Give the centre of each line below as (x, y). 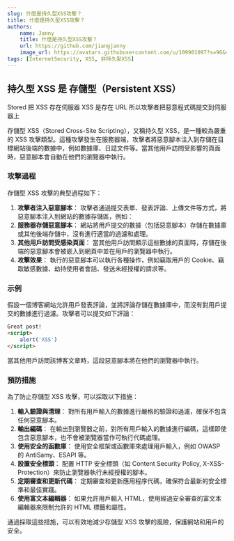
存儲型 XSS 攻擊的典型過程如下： (55, 193)
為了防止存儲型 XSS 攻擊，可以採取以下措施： (73, 396)
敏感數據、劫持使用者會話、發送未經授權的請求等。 (97, 268)
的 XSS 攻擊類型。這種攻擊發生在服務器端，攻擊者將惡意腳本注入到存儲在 (112, 139)
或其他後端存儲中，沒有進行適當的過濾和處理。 (84, 233)
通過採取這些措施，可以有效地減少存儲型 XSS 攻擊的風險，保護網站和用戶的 (116, 522)
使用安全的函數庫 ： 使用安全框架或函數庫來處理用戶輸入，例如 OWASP (119, 446)
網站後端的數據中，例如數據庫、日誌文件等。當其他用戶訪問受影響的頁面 (117, 148)
